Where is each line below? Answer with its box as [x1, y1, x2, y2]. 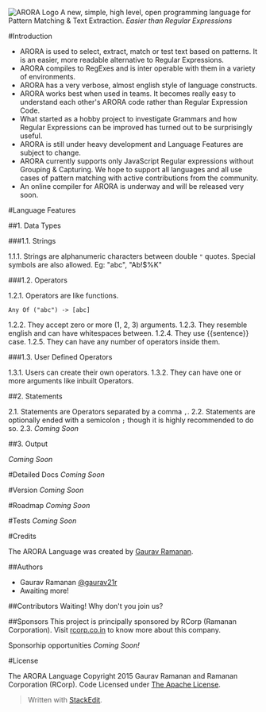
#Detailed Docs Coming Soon [8, 470, 106, 479]
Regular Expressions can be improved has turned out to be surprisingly [19, 123, 253, 132]
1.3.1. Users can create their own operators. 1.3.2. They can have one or [8, 368, 242, 377]
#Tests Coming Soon [8, 516, 77, 525]
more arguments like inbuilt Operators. [8, 376, 134, 385]
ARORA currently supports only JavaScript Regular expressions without [19, 156, 254, 166]
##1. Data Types [8, 221, 61, 230]
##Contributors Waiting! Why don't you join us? [8, 602, 164, 610]
